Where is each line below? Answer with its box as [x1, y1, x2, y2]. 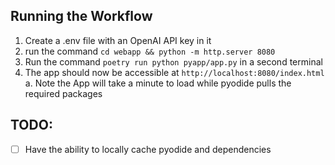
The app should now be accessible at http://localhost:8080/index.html [24, 66, 325, 78]
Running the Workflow [10, 8, 153, 25]
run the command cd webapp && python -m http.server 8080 [24, 45, 276, 57]
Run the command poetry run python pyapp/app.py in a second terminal [24, 55, 323, 68]
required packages [24, 87, 103, 99]
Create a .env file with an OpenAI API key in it [24, 34, 212, 46]
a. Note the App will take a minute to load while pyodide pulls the [24, 77, 292, 89]
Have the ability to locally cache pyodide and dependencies [24, 143, 272, 155]
